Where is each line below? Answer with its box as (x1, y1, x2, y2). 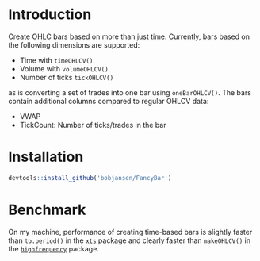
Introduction (8, 6, 92, 24)
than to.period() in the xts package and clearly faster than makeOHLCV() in (8, 236, 251, 245)
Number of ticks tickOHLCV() (19, 72, 114, 82)
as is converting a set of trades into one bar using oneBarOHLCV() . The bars (8, 87, 252, 97)
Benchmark (8, 201, 86, 219)
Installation (8, 148, 84, 166)
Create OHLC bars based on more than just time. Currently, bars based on (8, 32, 250, 41)
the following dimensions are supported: (8, 40, 140, 49)
